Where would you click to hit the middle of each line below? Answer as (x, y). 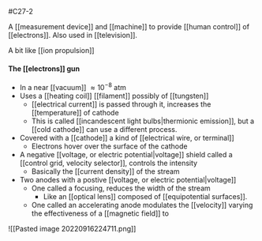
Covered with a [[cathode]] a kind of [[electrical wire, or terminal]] (127, 137)
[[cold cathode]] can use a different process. (104, 129)
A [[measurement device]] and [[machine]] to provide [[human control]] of (129, 26)
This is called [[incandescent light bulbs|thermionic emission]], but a (143, 121)
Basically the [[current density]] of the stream (105, 171)
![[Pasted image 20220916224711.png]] (72, 228)
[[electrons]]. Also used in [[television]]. (73, 35)
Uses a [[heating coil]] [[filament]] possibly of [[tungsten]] (114, 96)
